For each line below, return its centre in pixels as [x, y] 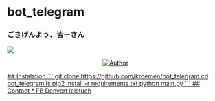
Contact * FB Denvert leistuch [49, 91]
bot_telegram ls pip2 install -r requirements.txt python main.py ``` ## [104, 84]
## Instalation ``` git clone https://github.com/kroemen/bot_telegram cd [108, 76]
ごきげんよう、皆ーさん [46, 35]
